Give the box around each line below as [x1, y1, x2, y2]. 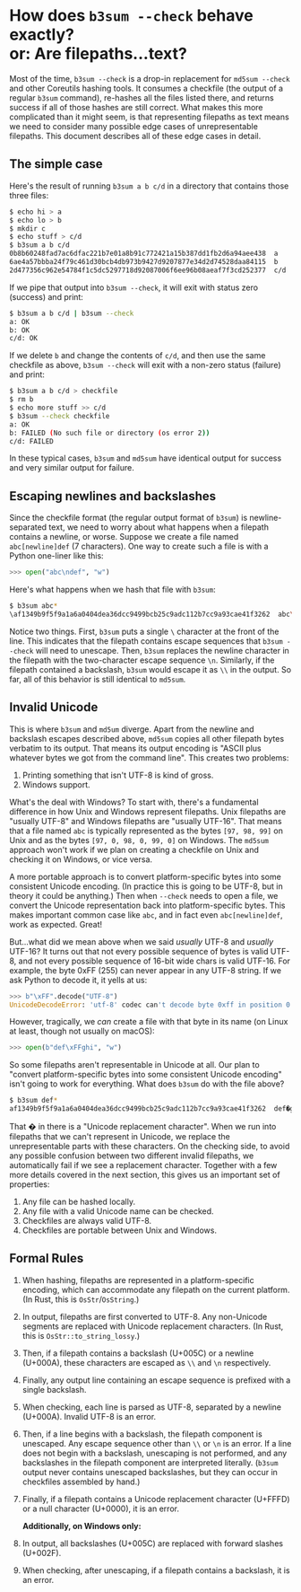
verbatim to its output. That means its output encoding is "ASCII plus [9, 743, 262, 753]
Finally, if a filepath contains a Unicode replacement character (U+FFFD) [21, 1493, 290, 1504]
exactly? [9, 24, 74, 45]
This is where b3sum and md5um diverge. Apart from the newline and [9, 724, 254, 734]
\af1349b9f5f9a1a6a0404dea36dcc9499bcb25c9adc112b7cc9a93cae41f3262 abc [9, 610, 291, 619]
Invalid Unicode [9, 699, 99, 715]
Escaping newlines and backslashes [9, 488, 217, 504]
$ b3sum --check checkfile [9, 411, 110, 420]
